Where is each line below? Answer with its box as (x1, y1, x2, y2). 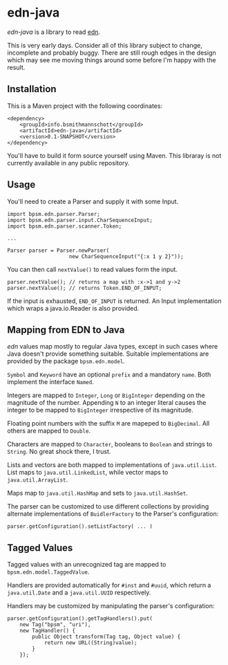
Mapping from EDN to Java (7, 324, 125, 336)
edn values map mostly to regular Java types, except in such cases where (7, 343, 218, 351)
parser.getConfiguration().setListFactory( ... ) (7, 523, 153, 530)
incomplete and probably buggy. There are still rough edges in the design (7, 48, 216, 57)
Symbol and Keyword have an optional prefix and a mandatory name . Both (7, 370, 211, 379)
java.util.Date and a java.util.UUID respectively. (7, 588, 151, 596)
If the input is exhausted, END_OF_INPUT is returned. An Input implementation (7, 296, 222, 305)
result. (7, 63, 26, 71)
